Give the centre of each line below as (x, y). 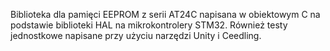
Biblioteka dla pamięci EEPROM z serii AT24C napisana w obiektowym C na (165, 14)
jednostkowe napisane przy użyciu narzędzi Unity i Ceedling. (136, 35)
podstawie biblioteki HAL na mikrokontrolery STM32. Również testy (149, 25)
